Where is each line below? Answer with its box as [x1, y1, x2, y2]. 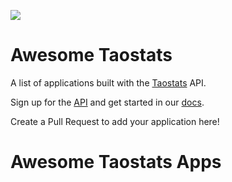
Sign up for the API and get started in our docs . [10, 96, 205, 108]
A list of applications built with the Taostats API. [10, 76, 207, 89]
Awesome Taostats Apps [10, 151, 222, 174]
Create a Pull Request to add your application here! [10, 115, 220, 127]
